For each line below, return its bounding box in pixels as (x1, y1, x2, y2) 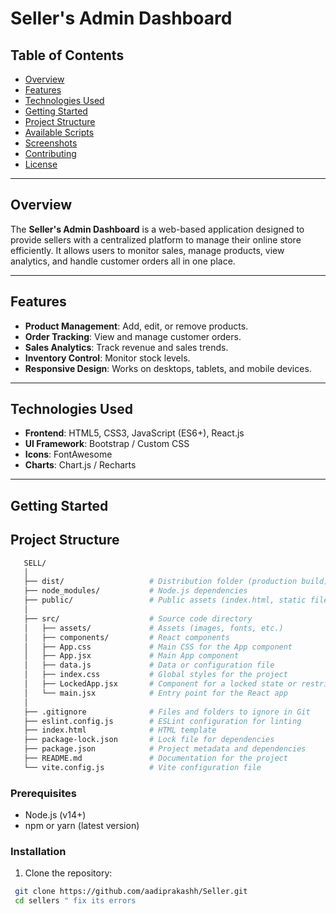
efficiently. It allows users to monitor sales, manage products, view (10, 244, 285, 256)
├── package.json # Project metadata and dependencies (23, 744, 307, 754)
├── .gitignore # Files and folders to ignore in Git (23, 707, 311, 717)
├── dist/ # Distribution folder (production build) (23, 577, 329, 587)
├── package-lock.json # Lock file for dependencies (23, 735, 275, 745)
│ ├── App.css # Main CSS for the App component (23, 642, 293, 652)
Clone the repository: (24, 867, 113, 879)
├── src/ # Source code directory (23, 613, 253, 624)
